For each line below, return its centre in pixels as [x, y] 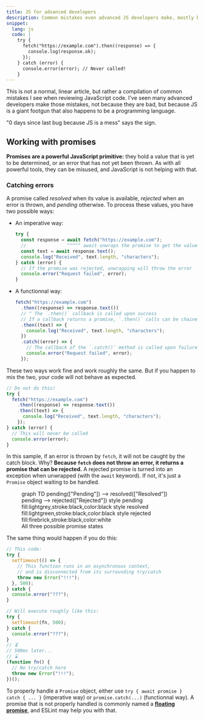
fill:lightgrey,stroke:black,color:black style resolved [85, 507]
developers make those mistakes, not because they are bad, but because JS [102, 105]
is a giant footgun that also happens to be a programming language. [91, 111]
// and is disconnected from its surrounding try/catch [90, 572]
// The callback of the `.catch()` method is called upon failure [112, 348]
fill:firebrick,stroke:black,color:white [66, 520]
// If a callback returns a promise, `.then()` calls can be [100, 319]
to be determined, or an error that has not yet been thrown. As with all [93, 163]
